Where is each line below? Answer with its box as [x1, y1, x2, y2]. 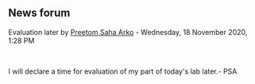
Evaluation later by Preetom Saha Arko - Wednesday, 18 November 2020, [8, 27, 248, 36]
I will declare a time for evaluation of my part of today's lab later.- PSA [8, 67, 238, 76]
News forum [8, 6, 71, 20]
